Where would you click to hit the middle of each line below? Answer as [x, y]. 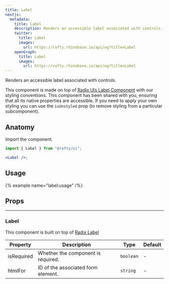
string [128, 270]
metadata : [20, 19]
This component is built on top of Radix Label [52, 232]
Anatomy [20, 127]
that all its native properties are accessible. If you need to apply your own [81, 101]
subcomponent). [22, 112]
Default [152, 244]
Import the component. [29, 139]
